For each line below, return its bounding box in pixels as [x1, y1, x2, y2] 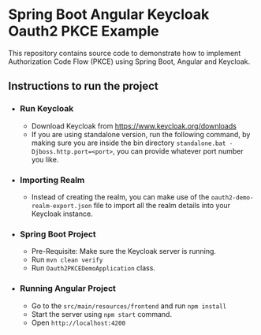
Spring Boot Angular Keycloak [8, 6, 210, 24]
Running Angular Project [19, 283, 117, 294]
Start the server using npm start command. [31, 309, 172, 318]
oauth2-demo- [211, 193, 254, 202]
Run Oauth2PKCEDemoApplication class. [31, 263, 156, 273]
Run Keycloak [19, 103, 74, 114]
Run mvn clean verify [31, 255, 103, 265]
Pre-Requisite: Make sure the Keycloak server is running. [31, 247, 217, 256]
